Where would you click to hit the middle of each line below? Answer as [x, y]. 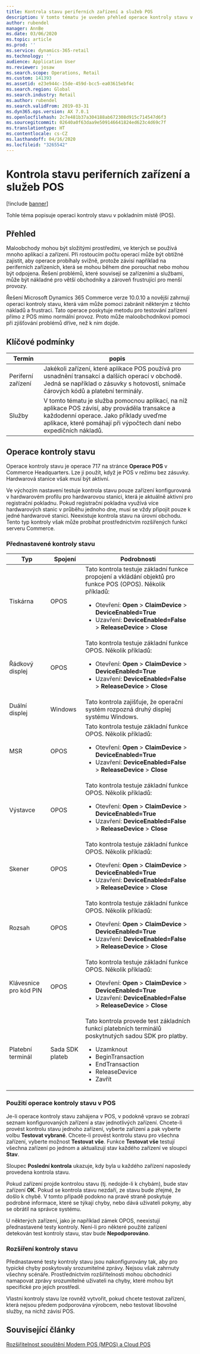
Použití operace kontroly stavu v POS [61, 1103]
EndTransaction [117, 1064]
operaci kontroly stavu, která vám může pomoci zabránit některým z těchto [98, 304]
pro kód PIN [26, 991]
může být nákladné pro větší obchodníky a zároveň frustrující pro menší [94, 280]
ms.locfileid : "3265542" [37, 145]
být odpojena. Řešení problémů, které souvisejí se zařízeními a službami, [95, 273]
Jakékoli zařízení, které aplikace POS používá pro [112, 369]
